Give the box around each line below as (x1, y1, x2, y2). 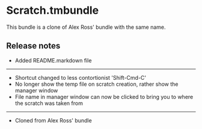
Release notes (6, 41, 61, 51)
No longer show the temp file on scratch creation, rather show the (14, 80, 179, 88)
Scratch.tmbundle (6, 4, 99, 17)
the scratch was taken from (14, 100, 83, 107)
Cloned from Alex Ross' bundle (14, 116, 92, 124)
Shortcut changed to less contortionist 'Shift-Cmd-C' (14, 74, 147, 81)
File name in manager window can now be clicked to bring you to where (14, 93, 194, 100)
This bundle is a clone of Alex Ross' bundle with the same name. (6, 23, 166, 31)
